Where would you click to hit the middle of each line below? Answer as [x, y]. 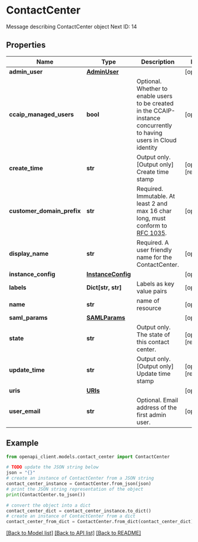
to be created [155, 103]
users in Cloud [156, 140]
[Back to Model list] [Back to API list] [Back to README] [74, 533]
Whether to [152, 88]
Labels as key [156, 283]
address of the [157, 407]
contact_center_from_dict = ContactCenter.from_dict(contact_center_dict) [100, 522]
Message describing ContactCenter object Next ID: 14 [72, 27]
